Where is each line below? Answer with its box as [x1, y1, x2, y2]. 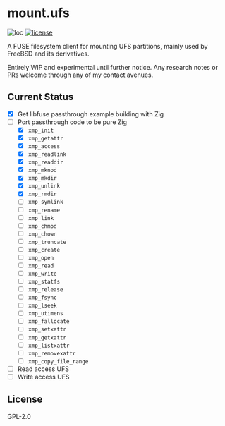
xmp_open [28, 254, 54, 262]
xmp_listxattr [28, 342, 70, 349]
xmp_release [28, 286, 63, 293]
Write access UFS [17, 372, 70, 381]
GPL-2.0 [7, 412, 32, 420]
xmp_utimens [28, 310, 63, 317]
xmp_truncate [28, 238, 67, 245]
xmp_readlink [28, 151, 67, 158]
